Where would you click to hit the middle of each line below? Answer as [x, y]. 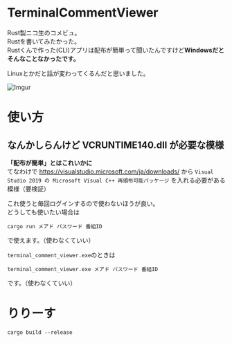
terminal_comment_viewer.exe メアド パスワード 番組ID [82, 269]
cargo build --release [40, 332]
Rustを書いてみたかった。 [44, 41]
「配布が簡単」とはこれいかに [50, 163]
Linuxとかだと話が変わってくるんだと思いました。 [79, 73]
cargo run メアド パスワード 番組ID [55, 226]
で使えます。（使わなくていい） [51, 240]
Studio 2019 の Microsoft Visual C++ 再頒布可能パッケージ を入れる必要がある [116, 180]
